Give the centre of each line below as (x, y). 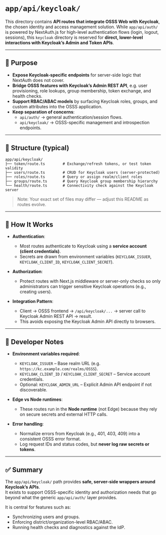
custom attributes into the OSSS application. (57, 106)
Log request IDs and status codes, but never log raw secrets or (84, 444)
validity (14, 168)
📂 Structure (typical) (37, 148)
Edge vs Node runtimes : (37, 399)
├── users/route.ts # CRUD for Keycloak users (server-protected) (83, 172)
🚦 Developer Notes (35, 342)
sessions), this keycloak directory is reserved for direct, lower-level (74, 37)
